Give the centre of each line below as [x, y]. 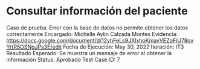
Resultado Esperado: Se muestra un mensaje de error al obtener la [89, 53]
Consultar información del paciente [97, 11]
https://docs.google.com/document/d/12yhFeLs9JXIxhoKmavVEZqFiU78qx [100, 40]
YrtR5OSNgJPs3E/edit [34, 47]
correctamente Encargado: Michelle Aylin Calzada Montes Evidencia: [92, 34]
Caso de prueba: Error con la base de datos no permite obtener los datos [97, 28]
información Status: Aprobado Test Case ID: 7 [63, 59]
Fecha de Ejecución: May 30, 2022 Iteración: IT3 [124, 47]
